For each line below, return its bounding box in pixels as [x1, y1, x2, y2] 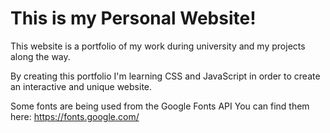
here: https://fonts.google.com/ [10, 110, 140, 122]
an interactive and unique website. [10, 80, 153, 92]
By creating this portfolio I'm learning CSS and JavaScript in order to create [10, 70, 321, 82]
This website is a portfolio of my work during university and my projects [10, 40, 306, 52]
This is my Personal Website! [10, 7, 257, 30]
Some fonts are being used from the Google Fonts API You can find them [10, 100, 310, 112]
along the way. [10, 50, 71, 62]
